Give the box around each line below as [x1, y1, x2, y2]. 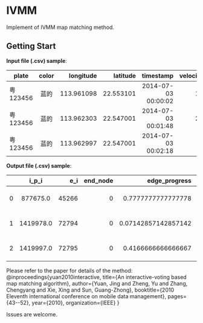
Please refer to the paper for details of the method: [6, 267, 133, 274]
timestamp [141, 71, 174, 80]
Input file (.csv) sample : [6, 57, 68, 64]
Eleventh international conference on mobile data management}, [6, 292, 167, 299]
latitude [113, 71, 137, 80]
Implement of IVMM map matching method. [6, 24, 115, 31]
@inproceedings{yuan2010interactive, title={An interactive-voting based [6, 273, 187, 281]
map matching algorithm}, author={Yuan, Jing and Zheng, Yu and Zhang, [6, 280, 188, 287]
